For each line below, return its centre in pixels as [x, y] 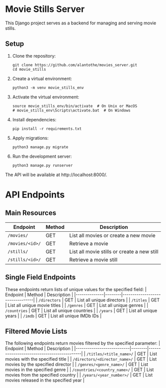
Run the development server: [42, 156]
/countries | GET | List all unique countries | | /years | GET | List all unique [81, 310]
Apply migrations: [30, 138]
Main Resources [31, 213]
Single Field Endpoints [41, 277]
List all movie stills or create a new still [114, 251]
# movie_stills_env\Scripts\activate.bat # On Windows [71, 110]
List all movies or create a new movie [112, 235]
